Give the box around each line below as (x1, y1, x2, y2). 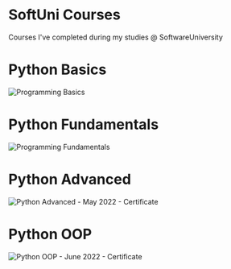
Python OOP (8, 225, 93, 243)
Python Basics (8, 60, 107, 79)
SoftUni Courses (8, 6, 121, 24)
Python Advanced (8, 171, 131, 188)
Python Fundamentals (8, 115, 159, 134)
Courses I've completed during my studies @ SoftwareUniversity (8, 32, 224, 42)
